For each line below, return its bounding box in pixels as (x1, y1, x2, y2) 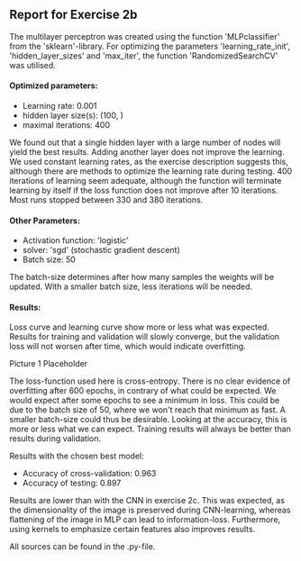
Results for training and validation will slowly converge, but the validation (9, 331, 280, 342)
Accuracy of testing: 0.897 (22, 477, 122, 489)
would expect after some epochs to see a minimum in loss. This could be (9, 395, 280, 406)
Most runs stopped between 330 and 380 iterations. (9, 195, 204, 205)
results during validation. (9, 433, 102, 444)
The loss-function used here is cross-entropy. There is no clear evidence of (9, 376, 291, 386)
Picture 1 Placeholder (9, 358, 88, 369)
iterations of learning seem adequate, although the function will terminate (9, 176, 282, 186)
